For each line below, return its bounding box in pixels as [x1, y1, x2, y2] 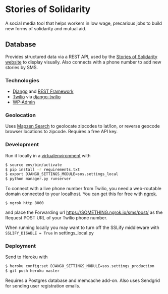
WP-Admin [12, 99, 35, 105]
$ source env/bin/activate [5, 162, 62, 167]
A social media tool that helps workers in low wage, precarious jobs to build [5, 20, 162, 26]
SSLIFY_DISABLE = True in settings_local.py [5, 230, 94, 236]
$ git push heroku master [5, 268, 60, 273]
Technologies [5, 77, 39, 84]
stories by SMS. [5, 64, 38, 70]
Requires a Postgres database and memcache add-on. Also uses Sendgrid [5, 277, 160, 283]
